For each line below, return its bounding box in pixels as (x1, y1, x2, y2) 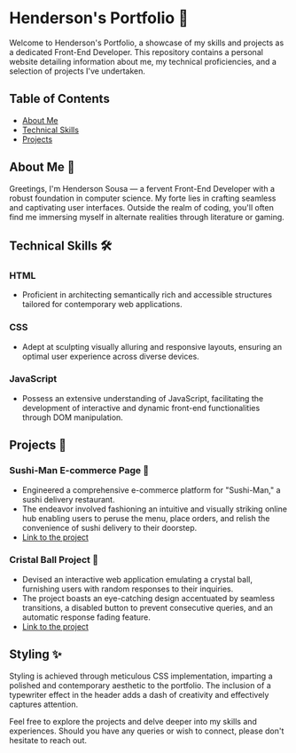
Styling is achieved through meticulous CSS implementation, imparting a (9, 670, 273, 681)
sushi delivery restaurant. (21, 494, 115, 504)
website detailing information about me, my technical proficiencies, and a (9, 56, 277, 67)
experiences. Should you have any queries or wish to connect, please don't (9, 725, 284, 736)
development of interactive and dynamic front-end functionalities (21, 402, 261, 413)
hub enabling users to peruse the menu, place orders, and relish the (21, 512, 270, 523)
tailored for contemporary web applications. (21, 299, 183, 310)
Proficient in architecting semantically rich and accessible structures (21, 289, 273, 300)
